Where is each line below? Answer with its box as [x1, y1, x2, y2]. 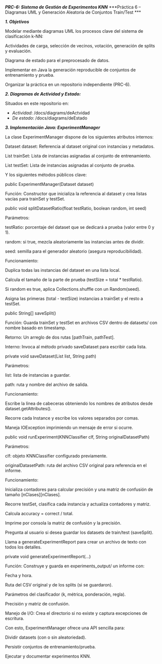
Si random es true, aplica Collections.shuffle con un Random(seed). [5, 286, 141, 292]
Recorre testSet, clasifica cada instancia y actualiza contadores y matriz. [5, 501, 151, 507]
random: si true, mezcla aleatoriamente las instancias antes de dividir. [5, 239, 145, 244]
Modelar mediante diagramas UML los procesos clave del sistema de [5, 28, 144, 34]
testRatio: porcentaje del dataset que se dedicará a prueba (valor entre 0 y [5, 224, 155, 230]
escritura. [5, 616, 24, 621]
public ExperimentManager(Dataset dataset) [5, 181, 94, 187]
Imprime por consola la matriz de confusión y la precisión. [5, 520, 122, 526]
